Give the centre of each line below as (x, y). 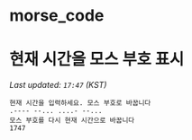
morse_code (57, 16)
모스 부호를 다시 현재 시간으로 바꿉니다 (72, 121)
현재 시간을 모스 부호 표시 (97, 60)
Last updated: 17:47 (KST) (58, 85)
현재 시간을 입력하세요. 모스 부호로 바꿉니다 (80, 103)
